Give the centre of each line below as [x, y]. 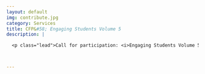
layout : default [27, 12]
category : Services [31, 23]
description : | [26, 35]
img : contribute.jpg [33, 18]
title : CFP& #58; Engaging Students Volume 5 [64, 29]
